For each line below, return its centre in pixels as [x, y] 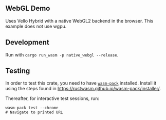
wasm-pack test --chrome [32, 108]
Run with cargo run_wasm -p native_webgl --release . [62, 55]
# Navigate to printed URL [34, 112]
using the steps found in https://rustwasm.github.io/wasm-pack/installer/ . [83, 89]
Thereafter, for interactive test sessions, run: [52, 98]
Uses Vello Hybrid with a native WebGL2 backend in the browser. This [79, 21]
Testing [18, 71]
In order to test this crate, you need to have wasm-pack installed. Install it [81, 83]
